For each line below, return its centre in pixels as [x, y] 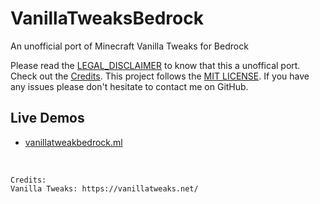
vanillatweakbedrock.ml [73, 142]
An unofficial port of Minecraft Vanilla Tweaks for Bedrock [129, 46]
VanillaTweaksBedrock [107, 18]
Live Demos [47, 118]
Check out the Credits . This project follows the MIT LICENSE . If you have [160, 76]
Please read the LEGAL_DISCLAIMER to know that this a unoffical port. [155, 65]
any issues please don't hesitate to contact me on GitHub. [129, 86]
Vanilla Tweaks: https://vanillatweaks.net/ [104, 188]
